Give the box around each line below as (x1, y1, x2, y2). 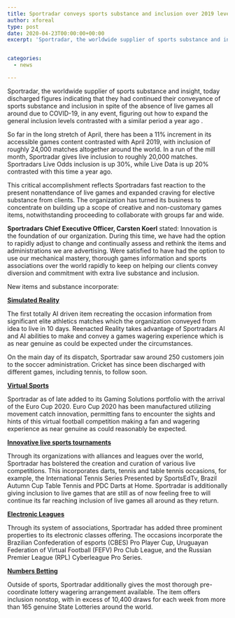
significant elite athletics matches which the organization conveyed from (7, 316, 216, 325)
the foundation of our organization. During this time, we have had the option (7, 232, 226, 240)
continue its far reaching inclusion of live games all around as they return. (7, 496, 219, 505)
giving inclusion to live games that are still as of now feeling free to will (7, 489, 211, 497)
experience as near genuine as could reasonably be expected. (7, 424, 187, 433)
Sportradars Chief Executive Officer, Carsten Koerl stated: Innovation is (7, 224, 218, 232)
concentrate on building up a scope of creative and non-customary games (7, 203, 222, 211)
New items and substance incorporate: (7, 282, 119, 290)
